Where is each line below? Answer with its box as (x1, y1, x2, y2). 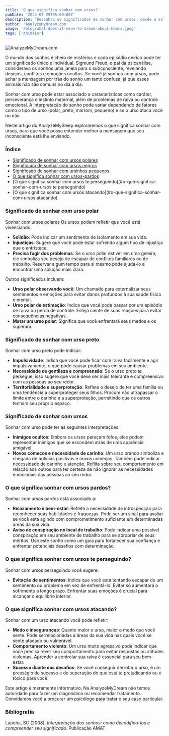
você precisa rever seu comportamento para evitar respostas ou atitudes (12, 649, 164, 655)
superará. (12, 323, 33, 329)
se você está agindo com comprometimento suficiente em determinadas (12, 516, 163, 522)
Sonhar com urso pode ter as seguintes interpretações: (5, 424, 120, 430)
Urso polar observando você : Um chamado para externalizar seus (12, 286, 151, 292)
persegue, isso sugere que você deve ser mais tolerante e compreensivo (12, 373, 164, 379)
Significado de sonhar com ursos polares (12, 157, 98, 163)
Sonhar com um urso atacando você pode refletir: (5, 617, 109, 623)
